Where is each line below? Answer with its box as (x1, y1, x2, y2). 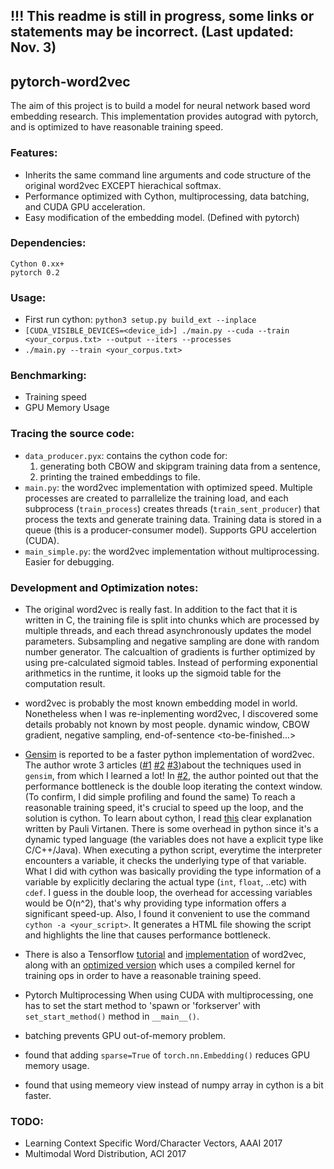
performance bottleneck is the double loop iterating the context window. (24, 780, 323, 792)
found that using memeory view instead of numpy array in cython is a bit (24, 1079, 324, 1091)
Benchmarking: (10, 369, 87, 383)
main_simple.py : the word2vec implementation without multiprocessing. (24, 545, 320, 557)
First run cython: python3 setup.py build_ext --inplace (24, 314, 257, 326)
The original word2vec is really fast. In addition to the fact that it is (24, 603, 298, 615)
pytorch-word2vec (10, 73, 131, 90)
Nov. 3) (10, 39, 57, 56)
